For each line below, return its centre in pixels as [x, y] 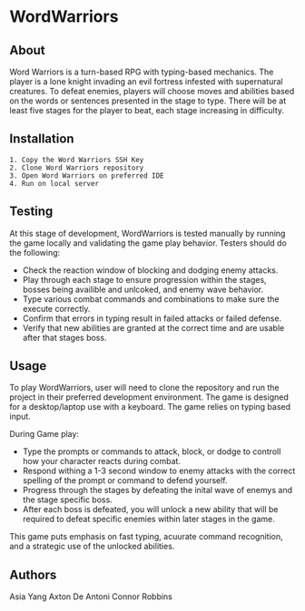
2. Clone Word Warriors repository [77, 168]
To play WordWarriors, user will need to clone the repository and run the [144, 388]
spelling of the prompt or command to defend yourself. [125, 480]
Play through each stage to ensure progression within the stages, [144, 279]
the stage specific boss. [68, 499]
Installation [42, 139]
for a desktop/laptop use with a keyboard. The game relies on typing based [150, 407]
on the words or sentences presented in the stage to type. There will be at [148, 101]
